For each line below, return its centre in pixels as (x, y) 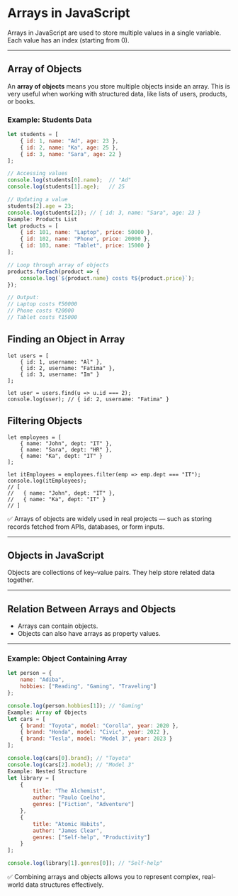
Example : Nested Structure (47, 771)
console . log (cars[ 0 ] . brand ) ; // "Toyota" (69, 758)
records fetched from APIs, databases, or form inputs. (86, 527)
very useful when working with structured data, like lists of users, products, (118, 94)
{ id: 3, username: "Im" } (60, 374)
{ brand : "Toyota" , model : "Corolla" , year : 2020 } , (100, 726)
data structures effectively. (64, 885)
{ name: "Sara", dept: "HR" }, (66, 449)
